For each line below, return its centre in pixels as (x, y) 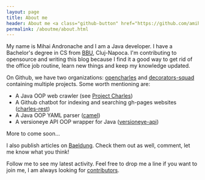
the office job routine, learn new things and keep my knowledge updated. (98, 66)
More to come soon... (33, 134)
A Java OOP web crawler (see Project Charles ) (74, 96)
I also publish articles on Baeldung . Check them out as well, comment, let (98, 146)
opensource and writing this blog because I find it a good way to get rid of (99, 59)
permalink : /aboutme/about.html (47, 29)
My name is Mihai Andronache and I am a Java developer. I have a (89, 46)
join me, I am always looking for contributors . (63, 170)
